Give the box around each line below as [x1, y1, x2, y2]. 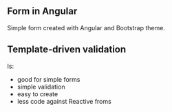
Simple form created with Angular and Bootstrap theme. [7, 23, 165, 32]
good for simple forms [17, 75, 80, 83]
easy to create [17, 89, 58, 98]
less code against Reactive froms [17, 97, 111, 105]
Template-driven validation [7, 44, 127, 56]
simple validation [17, 82, 65, 91]
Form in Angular [7, 5, 78, 17]
